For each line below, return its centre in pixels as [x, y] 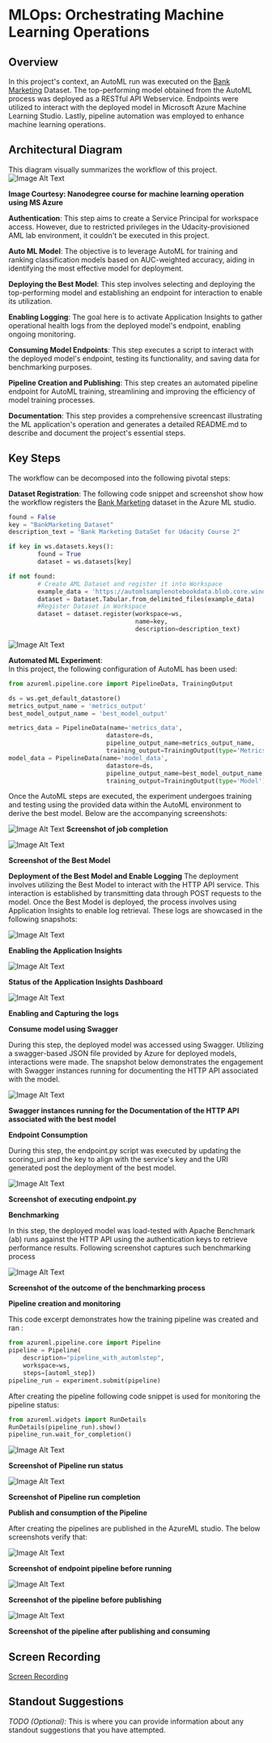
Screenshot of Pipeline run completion [74, 1497]
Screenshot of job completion [117, 829]
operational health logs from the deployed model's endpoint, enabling [125, 325]
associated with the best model [62, 1119]
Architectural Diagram [66, 150]
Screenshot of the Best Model [59, 861]
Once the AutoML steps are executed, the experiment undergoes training [130, 797]
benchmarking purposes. [51, 367]
